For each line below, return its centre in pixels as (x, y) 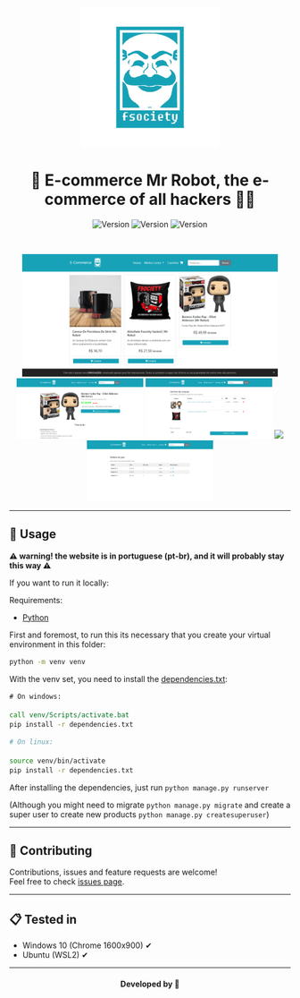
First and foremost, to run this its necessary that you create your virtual (140, 635)
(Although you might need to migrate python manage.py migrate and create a (150, 805)
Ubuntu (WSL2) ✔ (55, 955)
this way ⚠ (30, 565)
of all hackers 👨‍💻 (192, 200)
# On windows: (36, 696)
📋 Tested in (43, 919)
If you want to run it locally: (59, 583)
